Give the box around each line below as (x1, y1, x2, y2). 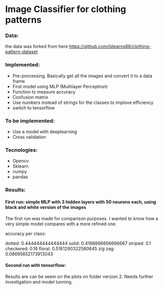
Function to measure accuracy (12, 89, 76, 95)
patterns (5, 14, 42, 26)
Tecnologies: (5, 147, 38, 154)
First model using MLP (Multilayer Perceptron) (12, 83, 108, 89)
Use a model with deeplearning (12, 129, 77, 135)
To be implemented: (5, 117, 55, 124)
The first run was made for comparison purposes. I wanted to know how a (5, 215, 158, 221)
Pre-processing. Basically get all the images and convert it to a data (12, 73, 152, 79)
